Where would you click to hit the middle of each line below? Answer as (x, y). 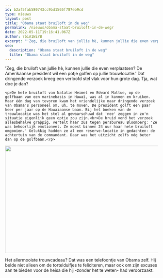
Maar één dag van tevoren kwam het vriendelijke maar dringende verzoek (80, 101)
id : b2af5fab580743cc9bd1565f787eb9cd (44, 9)
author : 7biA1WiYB (24, 37)
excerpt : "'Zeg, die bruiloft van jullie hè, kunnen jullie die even (77, 41)
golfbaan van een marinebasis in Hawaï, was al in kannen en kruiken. (78, 97)
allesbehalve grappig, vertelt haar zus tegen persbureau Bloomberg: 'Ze (81, 123)
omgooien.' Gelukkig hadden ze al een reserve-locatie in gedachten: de (80, 131)
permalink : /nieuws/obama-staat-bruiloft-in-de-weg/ (59, 28)
